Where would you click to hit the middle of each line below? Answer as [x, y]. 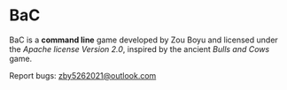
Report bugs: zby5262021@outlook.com [83, 75]
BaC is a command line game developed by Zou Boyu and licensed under [144, 40]
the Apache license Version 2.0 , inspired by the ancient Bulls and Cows [140, 49]
